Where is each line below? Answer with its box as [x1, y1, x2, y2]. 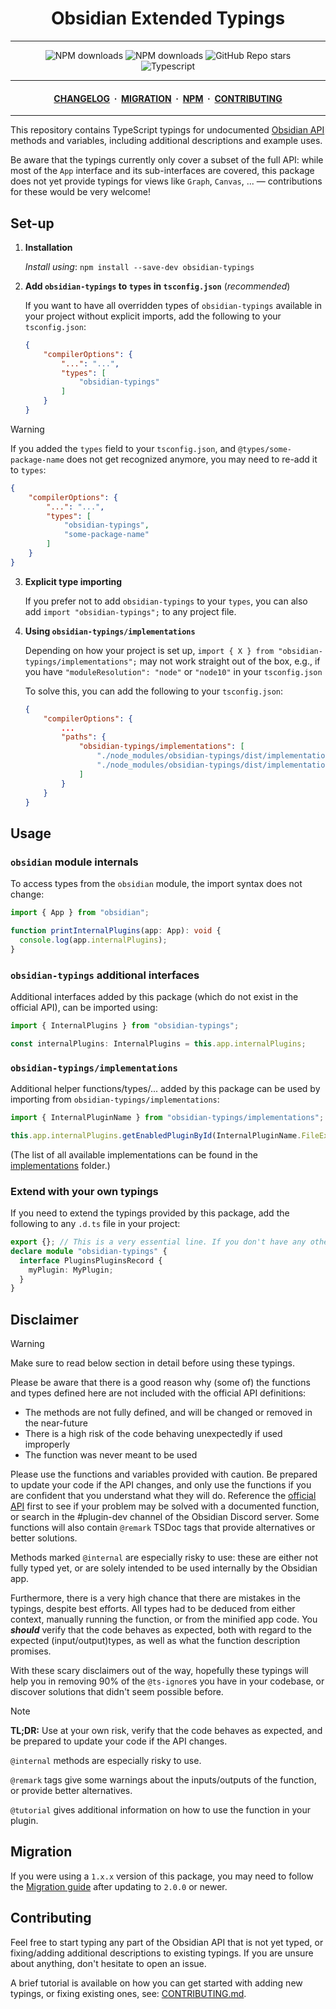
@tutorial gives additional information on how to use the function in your [10, 1804, 312, 1816]
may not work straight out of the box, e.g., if [139, 655, 321, 667]
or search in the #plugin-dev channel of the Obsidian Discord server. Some [10, 1511, 320, 1523]
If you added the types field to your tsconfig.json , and [10, 442, 237, 454]
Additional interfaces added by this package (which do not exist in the [10, 990, 299, 1002]
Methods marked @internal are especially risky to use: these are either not [10, 1552, 318, 1564]
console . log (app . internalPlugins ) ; [19, 935, 168, 945]
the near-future [24, 1417, 88, 1429]
